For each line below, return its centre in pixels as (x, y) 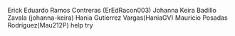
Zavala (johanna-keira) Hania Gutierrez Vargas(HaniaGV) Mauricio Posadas (117, 18)
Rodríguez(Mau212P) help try (51, 25)
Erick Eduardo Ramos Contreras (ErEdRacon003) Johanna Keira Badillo (112, 10)
